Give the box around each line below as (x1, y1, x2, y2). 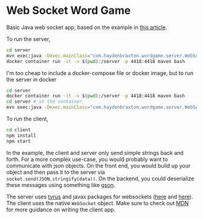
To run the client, (6, 116, 48, 123)
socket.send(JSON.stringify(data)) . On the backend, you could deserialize (6, 175, 195, 182)
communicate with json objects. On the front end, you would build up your (6, 162, 191, 169)
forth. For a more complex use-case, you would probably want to (6, 155, 168, 163)
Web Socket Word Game (6, 4, 131, 18)
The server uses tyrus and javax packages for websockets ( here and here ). (6, 193, 193, 200)
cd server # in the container (6, 99, 83, 105)
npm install (6, 132, 36, 139)
